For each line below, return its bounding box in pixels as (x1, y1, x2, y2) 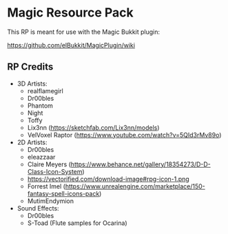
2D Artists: (17, 138, 48, 146)
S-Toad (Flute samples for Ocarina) (27, 219, 127, 227)
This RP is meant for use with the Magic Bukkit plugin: (7, 28, 160, 36)
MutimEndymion (27, 197, 74, 205)
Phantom (27, 101, 54, 110)
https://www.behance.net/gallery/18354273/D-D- (70, 160, 211, 168)
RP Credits (7, 61, 54, 73)
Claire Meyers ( (27, 160, 71, 168)
